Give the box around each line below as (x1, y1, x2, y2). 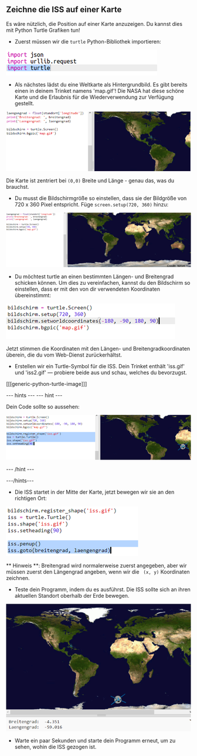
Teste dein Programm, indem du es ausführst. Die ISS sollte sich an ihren (14, 585, 191, 593)
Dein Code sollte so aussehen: (6, 403, 80, 410)
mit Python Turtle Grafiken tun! (6, 26, 80, 34)
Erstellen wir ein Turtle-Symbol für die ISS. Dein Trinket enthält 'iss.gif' (14, 362, 185, 369)
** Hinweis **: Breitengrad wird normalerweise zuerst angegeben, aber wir (6, 562, 187, 569)
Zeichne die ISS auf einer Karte (6, 5, 122, 15)
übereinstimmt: (14, 291, 52, 299)
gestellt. (14, 99, 35, 106)
